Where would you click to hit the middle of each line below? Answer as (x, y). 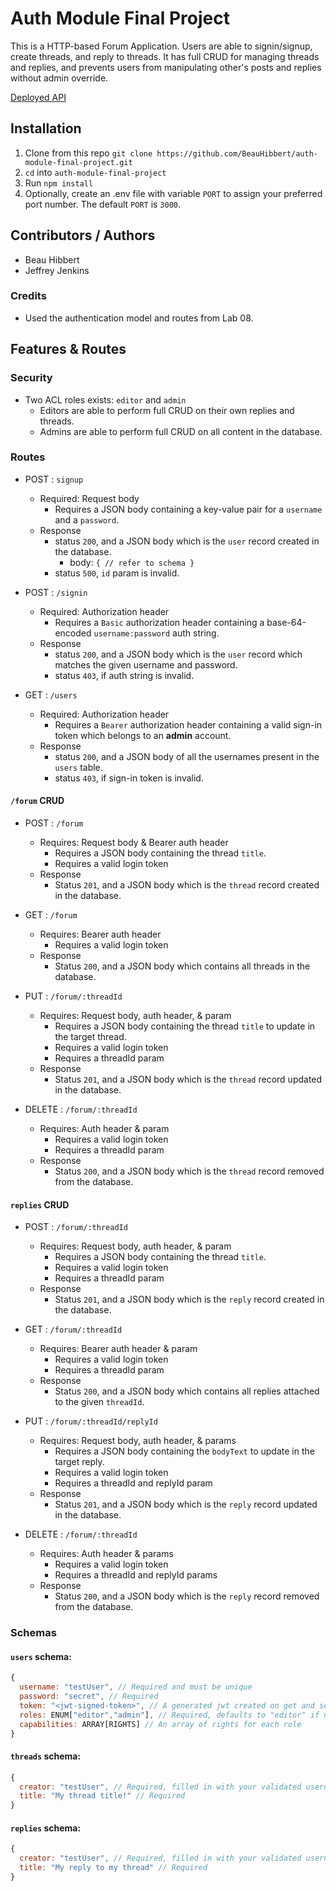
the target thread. (90, 1037)
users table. (78, 767)
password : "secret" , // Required (89, 1697)
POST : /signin (56, 592)
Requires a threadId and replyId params (136, 1575)
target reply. (79, 1462)
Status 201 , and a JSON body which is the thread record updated (188, 1079)
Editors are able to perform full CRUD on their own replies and (167, 410)
